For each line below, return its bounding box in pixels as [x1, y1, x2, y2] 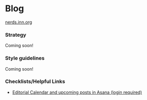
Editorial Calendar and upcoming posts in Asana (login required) [12, 89, 142, 95]
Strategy [5, 31, 27, 38]
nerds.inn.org [5, 19, 32, 25]
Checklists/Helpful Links [5, 78, 65, 85]
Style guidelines [5, 55, 45, 62]
